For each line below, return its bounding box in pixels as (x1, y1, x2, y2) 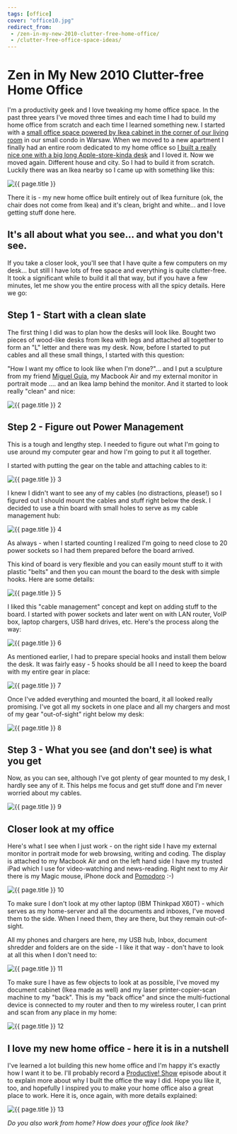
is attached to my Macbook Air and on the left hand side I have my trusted (7, 857, 223, 866)
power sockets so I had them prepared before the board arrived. (7, 546, 195, 554)
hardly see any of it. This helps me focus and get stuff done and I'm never (7, 781, 223, 790)
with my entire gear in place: (7, 667, 91, 676)
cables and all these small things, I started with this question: (7, 350, 185, 359)
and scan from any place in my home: (7, 1008, 117, 1016)
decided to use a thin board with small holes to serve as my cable (7, 503, 198, 512)
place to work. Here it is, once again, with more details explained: (7, 1091, 198, 1099)
